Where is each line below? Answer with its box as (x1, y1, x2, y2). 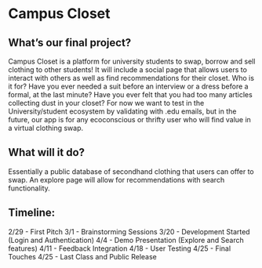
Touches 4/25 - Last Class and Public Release (8, 252, 157, 261)
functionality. (8, 183, 51, 193)
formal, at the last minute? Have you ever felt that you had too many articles (8, 90, 253, 99)
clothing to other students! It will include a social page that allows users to (8, 65, 247, 74)
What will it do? (8, 146, 85, 159)
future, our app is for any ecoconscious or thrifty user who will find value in (8, 115, 251, 124)
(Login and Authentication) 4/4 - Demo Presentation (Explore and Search (8, 235, 245, 244)
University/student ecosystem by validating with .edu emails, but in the (8, 107, 237, 116)
